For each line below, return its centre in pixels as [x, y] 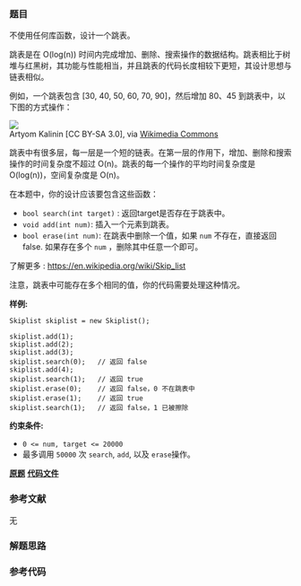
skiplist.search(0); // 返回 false [78, 362]
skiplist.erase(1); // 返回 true [76, 398]
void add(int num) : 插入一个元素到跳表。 [98, 224]
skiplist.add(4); [42, 370]
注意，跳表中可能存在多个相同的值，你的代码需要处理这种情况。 [127, 285]
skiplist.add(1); [42, 337]
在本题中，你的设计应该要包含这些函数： [84, 194]
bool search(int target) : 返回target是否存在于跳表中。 [126, 214]
